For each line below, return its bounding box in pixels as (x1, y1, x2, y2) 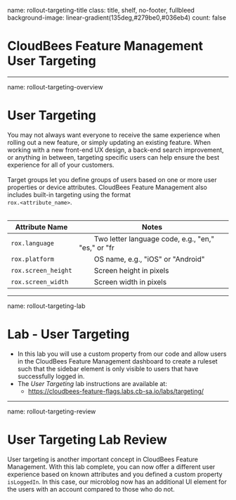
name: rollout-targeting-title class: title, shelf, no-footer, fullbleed (7, 6, 195, 14)
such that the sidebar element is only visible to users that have (17, 364, 199, 373)
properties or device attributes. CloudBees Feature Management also (7, 183, 207, 191)
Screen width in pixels (93, 277, 167, 287)
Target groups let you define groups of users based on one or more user (7, 175, 217, 184)
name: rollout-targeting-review (7, 407, 96, 416)
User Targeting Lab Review (7, 432, 167, 447)
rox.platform (11, 255, 55, 263)
